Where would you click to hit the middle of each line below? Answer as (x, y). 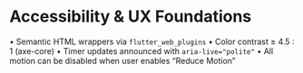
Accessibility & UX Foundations (131, 17)
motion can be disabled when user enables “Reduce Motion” (122, 60)
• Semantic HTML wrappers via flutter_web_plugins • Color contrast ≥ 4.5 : (152, 41)
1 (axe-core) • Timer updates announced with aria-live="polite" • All (142, 50)
